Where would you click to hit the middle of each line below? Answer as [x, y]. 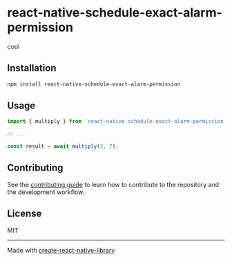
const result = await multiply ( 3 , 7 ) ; [63, 146]
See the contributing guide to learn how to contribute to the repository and [113, 184]
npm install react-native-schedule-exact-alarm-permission [94, 84]
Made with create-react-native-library [61, 250]
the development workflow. [46, 192]
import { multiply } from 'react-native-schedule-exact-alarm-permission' [117, 122]
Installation [32, 68]
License [25, 214]
